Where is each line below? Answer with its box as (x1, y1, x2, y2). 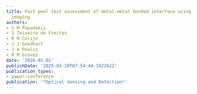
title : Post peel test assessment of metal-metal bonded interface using (6, 8, 192, 15)
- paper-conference (6, 74, 54, 79)
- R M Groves (6, 52, 38, 58)
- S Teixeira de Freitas (6, 30, 67, 36)
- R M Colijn (6, 36, 38, 41)
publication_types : (6, 68, 54, 74)
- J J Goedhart (6, 41, 44, 47)
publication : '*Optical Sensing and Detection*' (6, 79, 128, 85)
